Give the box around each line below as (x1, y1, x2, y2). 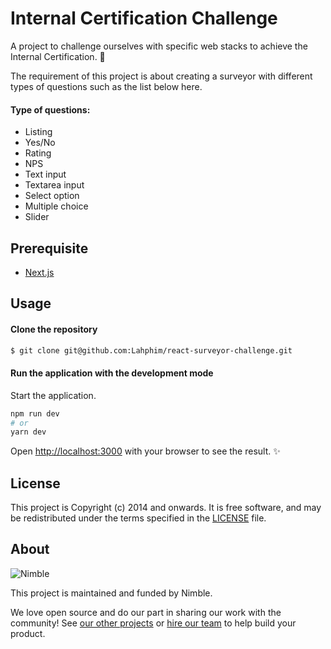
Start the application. (10, 389, 97, 401)
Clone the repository (10, 323, 98, 335)
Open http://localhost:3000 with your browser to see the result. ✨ (10, 445, 281, 457)
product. (10, 627, 46, 639)
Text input (24, 168, 67, 181)
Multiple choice (24, 200, 89, 212)
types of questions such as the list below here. (10, 80, 203, 92)
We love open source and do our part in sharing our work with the (10, 606, 282, 618)
